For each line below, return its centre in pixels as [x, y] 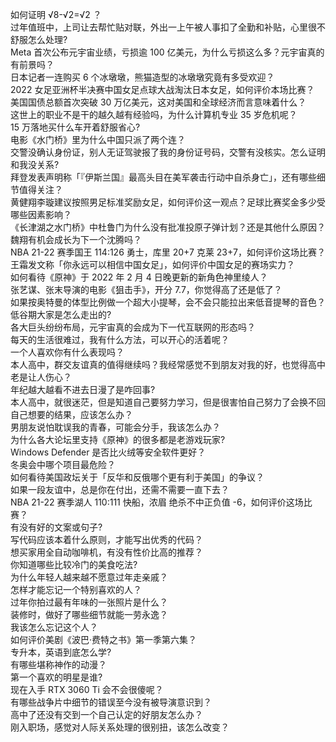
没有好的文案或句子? [60, 527]
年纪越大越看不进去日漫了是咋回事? [83, 389]
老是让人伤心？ [41, 377]
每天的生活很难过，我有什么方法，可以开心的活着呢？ [120, 339]
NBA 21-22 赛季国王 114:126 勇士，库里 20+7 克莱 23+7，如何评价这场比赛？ [168, 252]
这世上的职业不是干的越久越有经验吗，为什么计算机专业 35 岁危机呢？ [154, 114]
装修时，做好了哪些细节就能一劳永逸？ [89, 614]
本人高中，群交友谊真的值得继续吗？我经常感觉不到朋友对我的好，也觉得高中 [168, 364]
